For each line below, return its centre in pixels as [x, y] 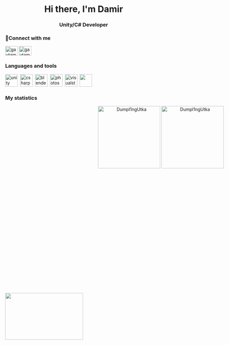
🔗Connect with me [28, 38]
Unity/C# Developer [84, 25]
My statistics [21, 98]
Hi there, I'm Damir [84, 9]
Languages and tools [31, 66]
